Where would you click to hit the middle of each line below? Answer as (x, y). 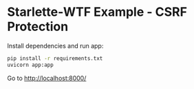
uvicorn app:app (30, 65)
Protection (38, 27)
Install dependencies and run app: (55, 46)
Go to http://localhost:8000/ (47, 78)
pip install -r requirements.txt (55, 58)
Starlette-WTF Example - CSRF (97, 12)
